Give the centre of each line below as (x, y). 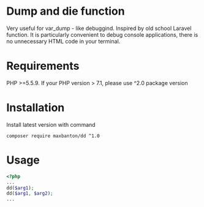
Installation (36, 108)
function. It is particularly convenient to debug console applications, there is (102, 34)
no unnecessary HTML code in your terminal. (63, 41)
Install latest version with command (51, 124)
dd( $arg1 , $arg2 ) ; (30, 194)
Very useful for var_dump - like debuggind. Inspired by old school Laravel (99, 28)
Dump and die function (66, 11)
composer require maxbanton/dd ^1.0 (53, 136)
